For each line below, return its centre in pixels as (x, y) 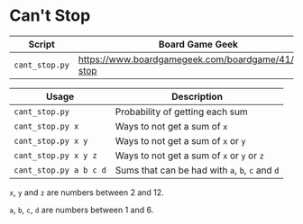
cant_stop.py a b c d (60, 170)
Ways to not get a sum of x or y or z (189, 156)
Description (197, 96)
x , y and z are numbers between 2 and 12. (87, 192)
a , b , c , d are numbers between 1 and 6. (82, 210)
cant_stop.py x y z (55, 155)
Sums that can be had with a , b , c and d (197, 170)
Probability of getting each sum (181, 112)
